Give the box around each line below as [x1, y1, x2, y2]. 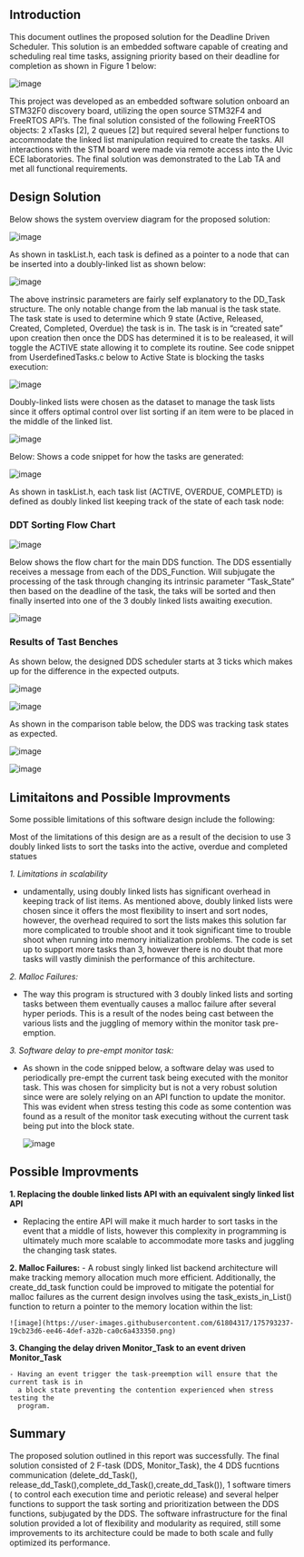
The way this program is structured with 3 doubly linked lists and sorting [22, 989, 293, 1000]
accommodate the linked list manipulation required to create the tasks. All [9, 134, 284, 144]
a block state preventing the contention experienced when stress [17, 1385, 274, 1394]
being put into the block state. [22, 1121, 134, 1132]
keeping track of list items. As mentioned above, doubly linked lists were [22, 896, 293, 907]
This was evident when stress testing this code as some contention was [22, 1101, 292, 1112]
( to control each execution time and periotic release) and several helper [9, 1489, 279, 1500]
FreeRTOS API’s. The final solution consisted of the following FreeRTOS [9, 114, 276, 125]
